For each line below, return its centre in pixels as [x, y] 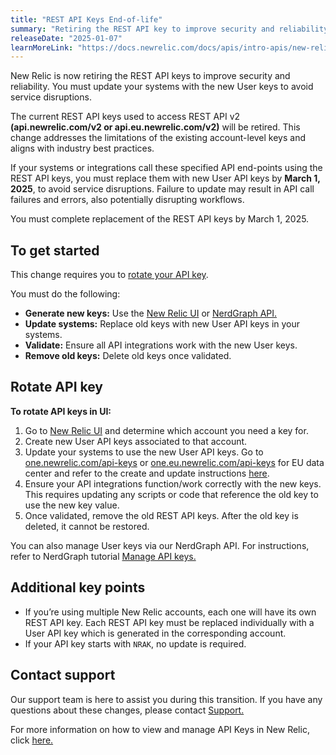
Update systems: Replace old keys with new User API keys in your [162, 324]
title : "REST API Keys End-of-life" [86, 19]
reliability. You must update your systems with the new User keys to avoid [162, 87]
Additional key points [78, 587]
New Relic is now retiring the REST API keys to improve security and [150, 76]
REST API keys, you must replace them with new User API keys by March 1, [165, 178]
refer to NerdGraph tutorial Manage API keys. [103, 556]
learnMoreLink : [42, 47]
